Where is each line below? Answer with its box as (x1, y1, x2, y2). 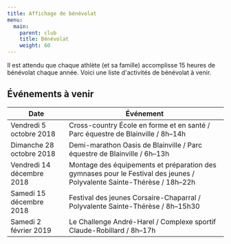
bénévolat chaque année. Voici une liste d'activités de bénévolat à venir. (7, 68, 212, 77)
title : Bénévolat (19, 36, 69, 43)
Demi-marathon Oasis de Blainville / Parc (68, 140, 203, 150)
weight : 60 (19, 42, 51, 49)
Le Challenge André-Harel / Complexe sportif (68, 216, 217, 226)
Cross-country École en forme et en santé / (68, 120, 210, 130)
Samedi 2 (10, 216, 41, 226)
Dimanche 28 (10, 140, 54, 150)
